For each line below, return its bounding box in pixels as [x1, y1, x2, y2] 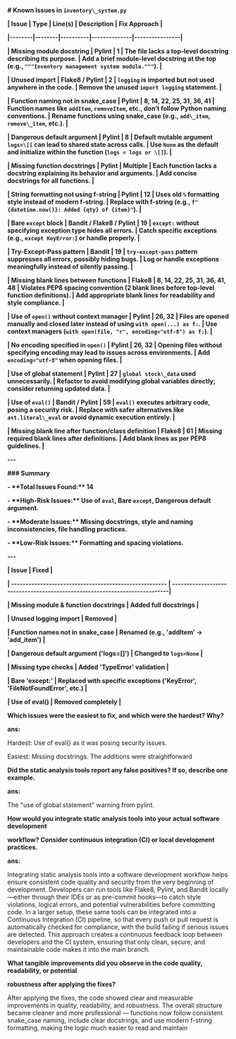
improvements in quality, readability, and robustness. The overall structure [7, 1001, 223, 1009]
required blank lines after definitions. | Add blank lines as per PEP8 [7, 434, 206, 443]
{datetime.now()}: [7, 207, 61, 214]
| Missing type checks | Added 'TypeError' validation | [7, 663, 169, 671]
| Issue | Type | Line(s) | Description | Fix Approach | [7, 20, 163, 27]
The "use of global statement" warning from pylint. [7, 801, 155, 809]
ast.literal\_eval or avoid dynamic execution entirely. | [7, 413, 175, 422]
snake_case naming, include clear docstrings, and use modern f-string [7, 1016, 213, 1024]
